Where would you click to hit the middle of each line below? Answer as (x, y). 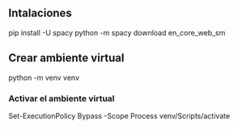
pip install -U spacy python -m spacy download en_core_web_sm (117, 32)
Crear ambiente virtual (66, 58)
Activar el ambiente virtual (62, 98)
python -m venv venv (44, 77)
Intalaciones (40, 13)
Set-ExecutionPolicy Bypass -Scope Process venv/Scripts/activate (119, 115)
